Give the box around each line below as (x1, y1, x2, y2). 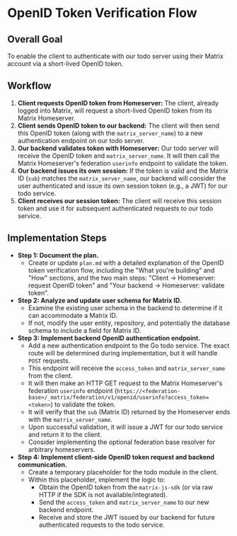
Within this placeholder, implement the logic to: (28, 475, 166, 484)
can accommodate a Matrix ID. (28, 311, 118, 319)
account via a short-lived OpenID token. (7, 59, 124, 68)
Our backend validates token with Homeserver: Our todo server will (17, 144, 219, 152)
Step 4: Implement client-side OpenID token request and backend (17, 452, 214, 461)
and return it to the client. (28, 430, 103, 438)
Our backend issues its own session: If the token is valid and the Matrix (17, 166, 229, 175)
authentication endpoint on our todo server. (17, 136, 145, 144)
